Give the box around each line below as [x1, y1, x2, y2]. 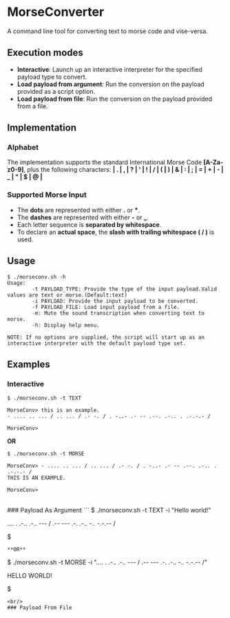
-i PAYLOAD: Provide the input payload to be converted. [32, 297, 198, 304]
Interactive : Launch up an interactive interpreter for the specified [17, 65, 202, 73]
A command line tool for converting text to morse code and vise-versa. [7, 27, 208, 35]
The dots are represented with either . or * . [17, 206, 140, 214]
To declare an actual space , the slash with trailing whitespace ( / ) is [17, 228, 215, 236]
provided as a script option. [17, 87, 95, 95]
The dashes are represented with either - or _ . [17, 213, 149, 221]
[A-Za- [202, 158, 224, 166]
